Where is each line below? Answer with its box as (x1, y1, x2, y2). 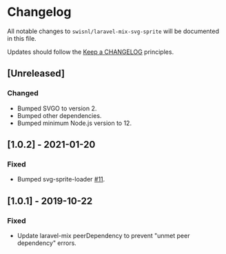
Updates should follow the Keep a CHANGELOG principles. (7, 48, 174, 56)
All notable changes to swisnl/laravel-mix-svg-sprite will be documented (7, 27, 219, 35)
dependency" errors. (17, 239, 77, 247)
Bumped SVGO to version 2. (17, 104, 97, 113)
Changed (7, 88, 39, 98)
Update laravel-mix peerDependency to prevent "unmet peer (17, 232, 190, 240)
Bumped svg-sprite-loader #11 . (17, 175, 105, 184)
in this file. (7, 34, 37, 42)
